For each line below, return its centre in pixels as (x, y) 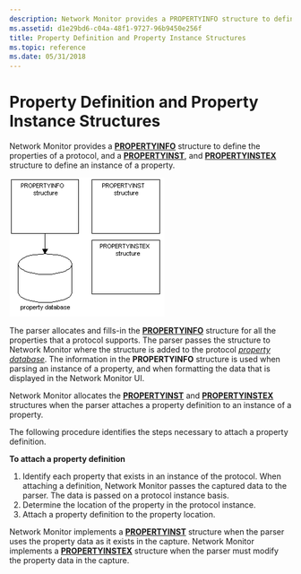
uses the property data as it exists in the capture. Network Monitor (132, 542)
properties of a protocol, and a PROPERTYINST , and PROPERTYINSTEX (143, 156)
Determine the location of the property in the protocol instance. (139, 505)
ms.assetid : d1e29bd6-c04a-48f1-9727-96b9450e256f (106, 28)
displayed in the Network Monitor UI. (77, 378)
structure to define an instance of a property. (92, 165)
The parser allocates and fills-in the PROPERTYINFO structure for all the (142, 331)
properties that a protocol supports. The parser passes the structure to (140, 340)
